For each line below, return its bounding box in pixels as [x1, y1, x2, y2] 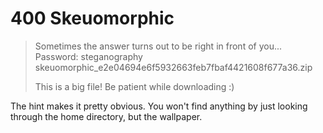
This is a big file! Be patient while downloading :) [34, 80, 235, 92]
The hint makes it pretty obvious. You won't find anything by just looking [10, 100, 308, 112]
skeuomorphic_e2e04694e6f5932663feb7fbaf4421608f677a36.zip [34, 61, 313, 73]
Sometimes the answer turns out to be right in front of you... [34, 40, 283, 52]
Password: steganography [34, 50, 143, 62]
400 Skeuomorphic [10, 7, 175, 30]
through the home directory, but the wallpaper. [10, 110, 203, 122]
